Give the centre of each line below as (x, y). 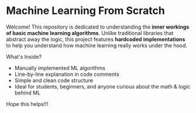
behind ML (27, 93)
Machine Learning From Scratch (85, 11)
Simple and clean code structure (54, 80)
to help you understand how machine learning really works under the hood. (97, 45)
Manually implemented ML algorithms (60, 68)
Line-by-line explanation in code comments (67, 74)
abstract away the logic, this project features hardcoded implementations (96, 39)
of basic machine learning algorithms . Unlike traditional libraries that (90, 33)
